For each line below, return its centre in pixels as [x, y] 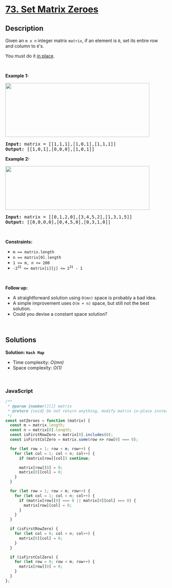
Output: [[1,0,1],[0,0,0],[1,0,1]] [50, 149]
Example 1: [17, 76]
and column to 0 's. [25, 46]
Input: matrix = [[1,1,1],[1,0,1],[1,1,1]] [61, 144]
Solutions [21, 340]
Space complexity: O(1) [37, 367]
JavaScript [19, 391]
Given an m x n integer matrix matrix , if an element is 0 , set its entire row [82, 40]
